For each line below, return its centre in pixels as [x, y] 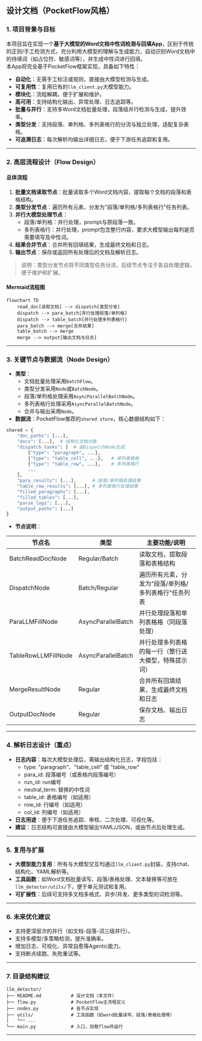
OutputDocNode [32, 714]
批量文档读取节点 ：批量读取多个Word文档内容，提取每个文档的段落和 [100, 192]
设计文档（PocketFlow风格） [60, 11]
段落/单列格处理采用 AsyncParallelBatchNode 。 [81, 397]
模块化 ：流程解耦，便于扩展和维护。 [60, 94]
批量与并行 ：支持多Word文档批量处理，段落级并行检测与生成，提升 [98, 109]
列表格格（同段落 [163, 622]
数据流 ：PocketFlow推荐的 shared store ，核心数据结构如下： [90, 419]
